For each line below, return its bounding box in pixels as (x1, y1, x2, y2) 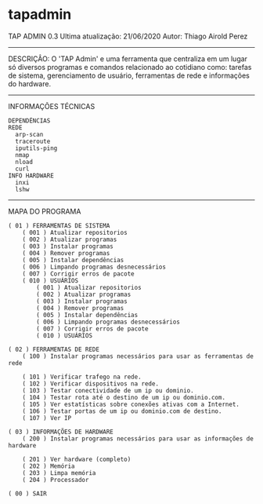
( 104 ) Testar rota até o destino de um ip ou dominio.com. (22, 393, 225, 401)
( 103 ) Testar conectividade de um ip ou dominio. (22, 386, 194, 394)
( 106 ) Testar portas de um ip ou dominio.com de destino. (22, 407, 222, 415)
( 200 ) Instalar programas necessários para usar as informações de (22, 434, 254, 443)
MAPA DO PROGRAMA (8, 206, 81, 216)
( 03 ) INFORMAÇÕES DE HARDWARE (8, 428, 113, 436)
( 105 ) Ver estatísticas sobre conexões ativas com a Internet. (22, 400, 240, 408)
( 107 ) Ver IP (22, 414, 72, 422)
